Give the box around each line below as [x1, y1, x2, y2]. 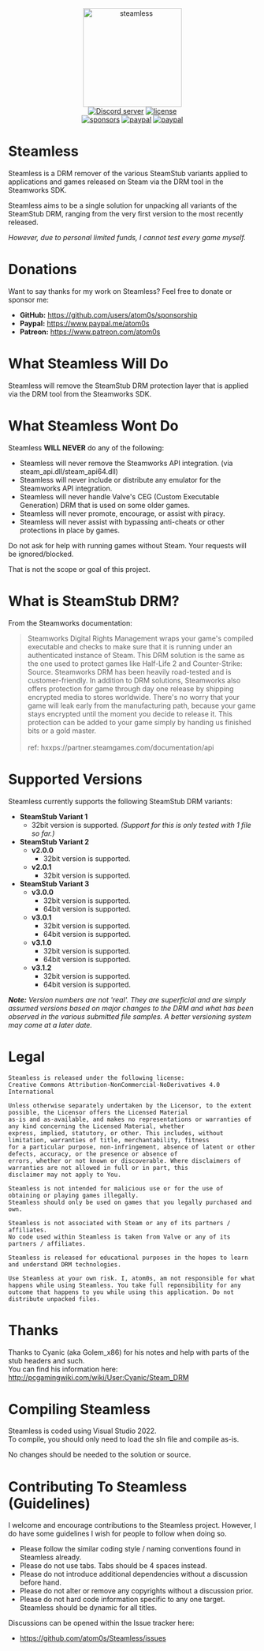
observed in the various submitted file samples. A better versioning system [8, 1011, 252, 1021]
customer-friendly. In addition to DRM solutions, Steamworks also [27, 675, 241, 685]
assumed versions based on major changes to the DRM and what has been [8, 1003, 254, 1013]
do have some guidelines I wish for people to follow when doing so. [8, 1529, 227, 1539]
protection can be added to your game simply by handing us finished [27, 717, 251, 727]
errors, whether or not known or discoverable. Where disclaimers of [8, 1156, 242, 1164]
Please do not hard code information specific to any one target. [19, 1595, 225, 1604]
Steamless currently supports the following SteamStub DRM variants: [8, 796, 232, 806]
